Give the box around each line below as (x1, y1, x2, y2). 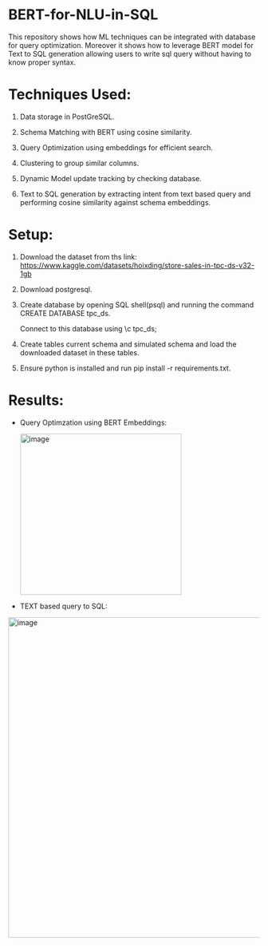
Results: (8, 391, 64, 409)
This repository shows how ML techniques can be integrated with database (8, 32, 256, 42)
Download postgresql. (19, 284, 93, 294)
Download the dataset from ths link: (19, 251, 137, 261)
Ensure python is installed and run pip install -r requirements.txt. (19, 363, 231, 373)
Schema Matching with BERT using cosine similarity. (19, 127, 192, 137)
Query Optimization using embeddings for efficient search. (19, 142, 214, 152)
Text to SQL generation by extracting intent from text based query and (19, 189, 251, 199)
